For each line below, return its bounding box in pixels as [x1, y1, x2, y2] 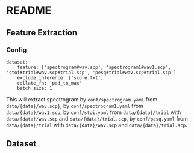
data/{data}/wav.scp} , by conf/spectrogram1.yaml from [6, 102, 143, 109]
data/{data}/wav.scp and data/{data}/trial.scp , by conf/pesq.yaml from [6, 115, 189, 122]
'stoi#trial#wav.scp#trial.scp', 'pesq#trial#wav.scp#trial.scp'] [6, 70, 177, 76]
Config [6, 46, 27, 54]
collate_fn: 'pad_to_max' [17, 80, 83, 86]
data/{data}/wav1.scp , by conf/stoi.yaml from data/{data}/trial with [6, 109, 181, 116]
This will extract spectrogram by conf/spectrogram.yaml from [6, 95, 158, 103]
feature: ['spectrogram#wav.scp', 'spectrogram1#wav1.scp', [17, 64, 171, 70]
